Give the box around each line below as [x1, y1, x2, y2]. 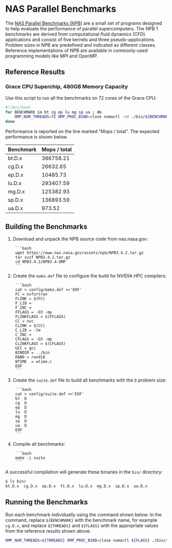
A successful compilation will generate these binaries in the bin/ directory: [5, 468, 163, 475]
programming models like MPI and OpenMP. [5, 52, 98, 59]
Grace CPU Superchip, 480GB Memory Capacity [5, 83, 128, 90]
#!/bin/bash [5, 105, 31, 110]
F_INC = [15, 305, 32, 310]
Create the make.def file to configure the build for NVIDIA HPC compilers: [12, 273, 167, 279]
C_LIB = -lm [15, 327, 41, 333]
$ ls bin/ [5, 479, 27, 484]
